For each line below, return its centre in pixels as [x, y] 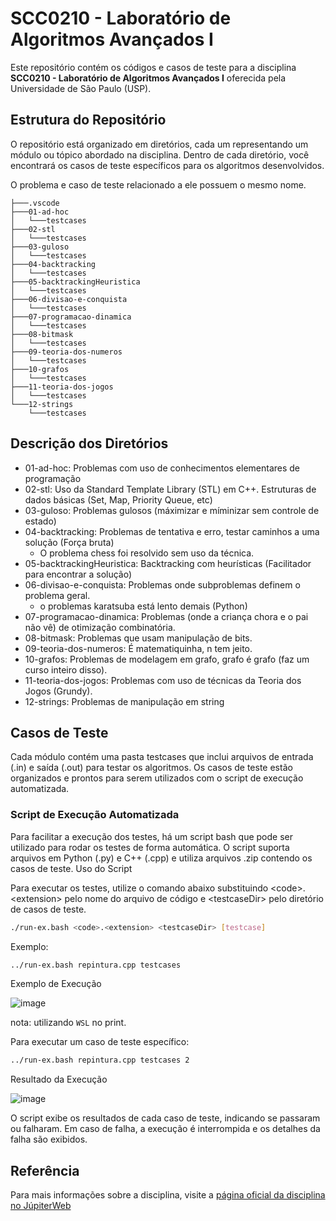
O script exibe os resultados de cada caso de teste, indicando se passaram [165, 1118]
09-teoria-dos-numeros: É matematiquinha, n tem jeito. [138, 648]
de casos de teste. [48, 909]
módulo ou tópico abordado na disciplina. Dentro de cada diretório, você [160, 154]
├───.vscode [35, 203]
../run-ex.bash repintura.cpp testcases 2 [100, 1060]
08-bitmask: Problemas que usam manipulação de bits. [138, 638]
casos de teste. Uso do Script [71, 868]
